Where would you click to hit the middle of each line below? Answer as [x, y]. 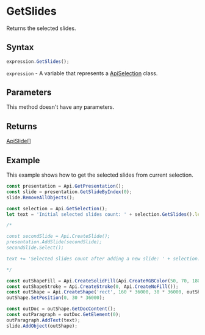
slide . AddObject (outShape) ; [42, 326]
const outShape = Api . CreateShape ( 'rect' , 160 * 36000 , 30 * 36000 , [95, 292]
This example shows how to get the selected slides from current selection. [100, 175]
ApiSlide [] [19, 141]
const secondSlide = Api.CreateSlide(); [59, 237]
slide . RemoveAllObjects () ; [41, 197]
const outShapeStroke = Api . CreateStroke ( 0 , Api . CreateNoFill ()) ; [92, 286]
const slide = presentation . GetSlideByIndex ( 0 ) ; [69, 192]
